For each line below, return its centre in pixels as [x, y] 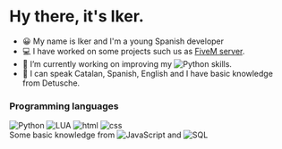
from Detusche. [51, 83]
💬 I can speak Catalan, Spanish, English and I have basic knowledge [147, 73]
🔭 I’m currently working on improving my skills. [127, 63]
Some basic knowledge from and [95, 135]
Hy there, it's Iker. [77, 17]
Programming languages [64, 106]
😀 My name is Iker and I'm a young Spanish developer [123, 41]
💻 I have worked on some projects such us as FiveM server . [133, 51]
